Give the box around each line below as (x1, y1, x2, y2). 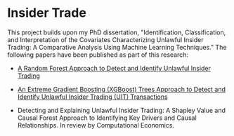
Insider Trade (7, 5, 86, 21)
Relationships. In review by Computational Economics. (17, 121, 174, 129)
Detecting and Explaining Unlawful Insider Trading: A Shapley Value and (17, 106, 226, 114)
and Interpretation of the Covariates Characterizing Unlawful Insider (7, 35, 204, 43)
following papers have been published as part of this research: (7, 50, 188, 59)
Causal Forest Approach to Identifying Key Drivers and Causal (17, 114, 197, 122)
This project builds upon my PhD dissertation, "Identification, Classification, (7, 28, 226, 36)
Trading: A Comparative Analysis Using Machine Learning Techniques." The (7, 43, 227, 51)
